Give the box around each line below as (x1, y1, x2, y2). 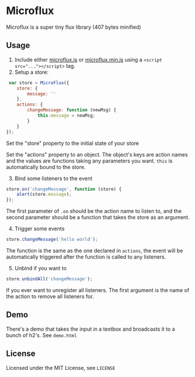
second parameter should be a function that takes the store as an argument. (6, 214, 190, 221)
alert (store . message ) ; (16, 192, 72, 198)
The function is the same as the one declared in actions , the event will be (6, 247, 183, 254)
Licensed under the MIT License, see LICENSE (6, 364, 115, 371)
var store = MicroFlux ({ (8, 80, 69, 86)
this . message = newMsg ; (37, 113, 95, 118)
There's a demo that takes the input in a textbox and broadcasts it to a (6, 325, 176, 332)
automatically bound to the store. (6, 163, 86, 171)
